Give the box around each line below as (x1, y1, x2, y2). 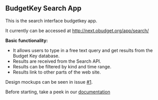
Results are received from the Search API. (12, 58, 102, 64)
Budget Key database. (12, 53, 60, 59)
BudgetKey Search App (5, 4, 82, 13)
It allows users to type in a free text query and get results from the (12, 47, 153, 53)
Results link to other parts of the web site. (12, 69, 101, 75)
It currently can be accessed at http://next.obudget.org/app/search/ (5, 28, 149, 34)
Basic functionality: (5, 37, 48, 43)
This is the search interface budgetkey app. (5, 17, 97, 23)
